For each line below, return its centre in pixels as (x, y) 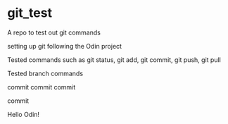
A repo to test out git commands (54, 32)
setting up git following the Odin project (64, 46)
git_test (30, 13)
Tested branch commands (45, 73)
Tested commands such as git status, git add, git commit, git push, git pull (114, 60)
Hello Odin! (24, 114)
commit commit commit (42, 87)
